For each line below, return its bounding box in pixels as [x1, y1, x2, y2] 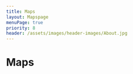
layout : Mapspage [6, 14, 49, 20]
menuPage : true [6, 19, 44, 25]
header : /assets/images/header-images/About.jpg [6, 31, 128, 36]
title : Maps [6, 8, 35, 15]
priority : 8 [6, 25, 35, 31]
